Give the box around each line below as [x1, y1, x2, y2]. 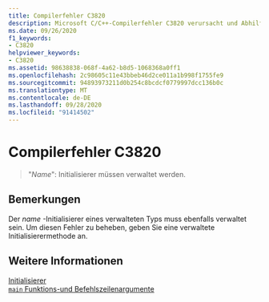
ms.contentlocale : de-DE [8, 94, 91, 102]
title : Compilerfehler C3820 [8, 11, 106, 20]
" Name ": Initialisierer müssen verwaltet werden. [27, 169, 186, 179]
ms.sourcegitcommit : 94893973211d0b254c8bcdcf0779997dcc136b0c [8, 79, 224, 87]
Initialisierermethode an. [8, 231, 88, 240]
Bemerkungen [8, 193, 82, 207]
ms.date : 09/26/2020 [8, 26, 78, 34]
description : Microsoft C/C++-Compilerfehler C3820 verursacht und [8, 19, 239, 27]
